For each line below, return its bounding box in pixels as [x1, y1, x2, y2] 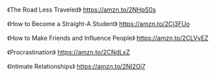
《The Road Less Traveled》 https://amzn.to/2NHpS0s [7, 5, 157, 14]
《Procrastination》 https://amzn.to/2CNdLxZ [7, 48, 130, 56]
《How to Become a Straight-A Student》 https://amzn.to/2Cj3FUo [7, 20, 190, 27]
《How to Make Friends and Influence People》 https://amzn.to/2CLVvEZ [7, 34, 209, 42]
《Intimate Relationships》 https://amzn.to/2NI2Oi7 [7, 63, 146, 70]
